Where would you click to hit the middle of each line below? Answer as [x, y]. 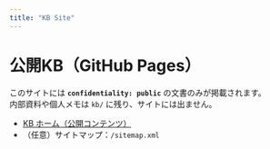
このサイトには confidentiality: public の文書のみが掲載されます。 [138, 93]
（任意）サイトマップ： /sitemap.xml [91, 134]
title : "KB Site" [42, 18]
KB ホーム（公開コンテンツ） [77, 123]
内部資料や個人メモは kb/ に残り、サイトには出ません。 [113, 104]
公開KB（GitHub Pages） [105, 65]
